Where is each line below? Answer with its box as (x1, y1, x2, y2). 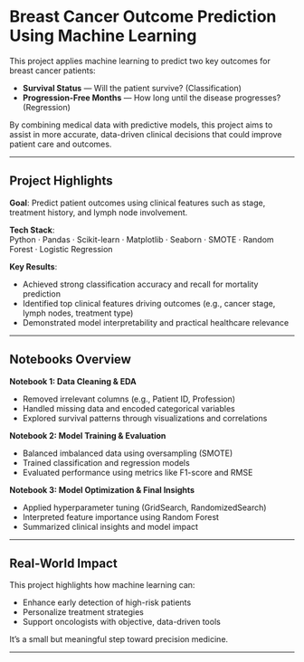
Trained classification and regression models (22, 457, 190, 468)
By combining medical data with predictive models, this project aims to (9, 119, 273, 130)
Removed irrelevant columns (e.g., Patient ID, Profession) (22, 393, 236, 404)
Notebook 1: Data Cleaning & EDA (9, 375, 138, 386)
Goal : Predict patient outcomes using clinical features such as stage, (9, 197, 266, 208)
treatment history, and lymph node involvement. (9, 206, 188, 218)
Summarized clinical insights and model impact (22, 521, 199, 532)
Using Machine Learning (9, 25, 197, 46)
